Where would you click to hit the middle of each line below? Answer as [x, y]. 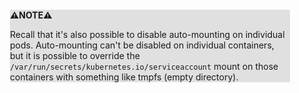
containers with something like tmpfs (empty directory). [124, 77]
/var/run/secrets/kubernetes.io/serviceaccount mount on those [144, 66]
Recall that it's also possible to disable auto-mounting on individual [147, 34]
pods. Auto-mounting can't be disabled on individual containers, [142, 45]
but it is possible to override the [75, 55]
